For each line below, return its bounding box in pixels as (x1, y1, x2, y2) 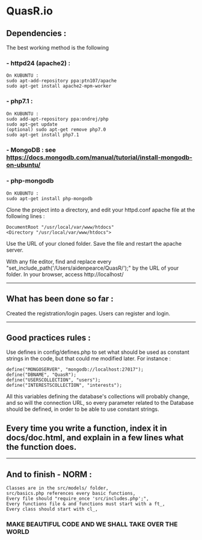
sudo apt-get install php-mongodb (6, 195, 93, 202)
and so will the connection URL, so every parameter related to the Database (6, 399, 194, 407)
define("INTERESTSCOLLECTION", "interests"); (6, 383, 122, 389)
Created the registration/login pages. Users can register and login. (6, 309, 170, 317)
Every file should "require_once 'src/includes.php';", (6, 496, 149, 502)
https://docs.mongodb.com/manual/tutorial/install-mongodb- (6, 153, 192, 162)
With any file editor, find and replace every (6, 258, 112, 265)
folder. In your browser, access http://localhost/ (6, 270, 124, 278)
